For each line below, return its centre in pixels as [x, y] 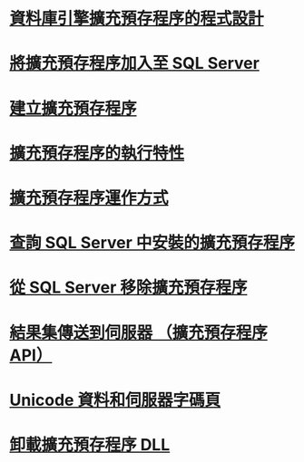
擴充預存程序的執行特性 [97, 153]
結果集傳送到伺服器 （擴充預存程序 [138, 332]
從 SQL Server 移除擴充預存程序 [128, 288]
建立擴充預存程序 [74, 108]
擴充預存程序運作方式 [89, 198]
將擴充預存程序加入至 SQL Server [135, 63]
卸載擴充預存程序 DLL [90, 444]
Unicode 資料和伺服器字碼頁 [115, 400]
